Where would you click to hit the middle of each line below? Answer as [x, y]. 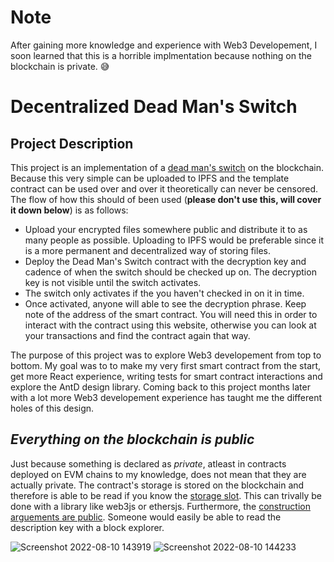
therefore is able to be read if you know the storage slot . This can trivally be [166, 495]
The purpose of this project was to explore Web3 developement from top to [166, 355]
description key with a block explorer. [87, 527]
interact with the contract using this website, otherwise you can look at [170, 325]
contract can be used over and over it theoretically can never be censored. [164, 188]
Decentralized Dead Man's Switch [154, 107]
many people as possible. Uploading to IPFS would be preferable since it [174, 240]
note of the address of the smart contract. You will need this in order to [171, 314]
